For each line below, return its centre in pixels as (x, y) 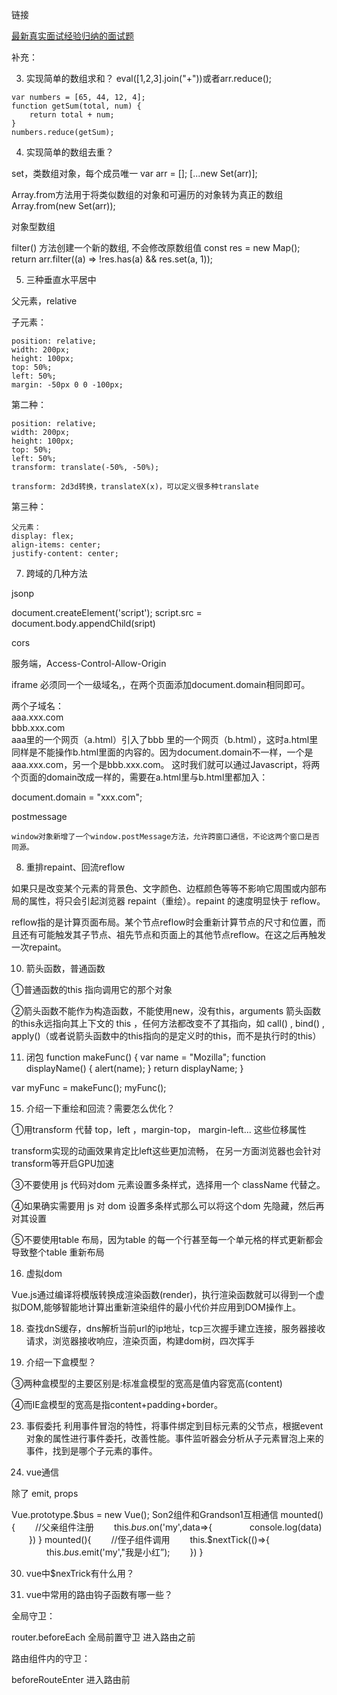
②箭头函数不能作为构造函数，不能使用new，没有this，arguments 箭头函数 (166, 1011)
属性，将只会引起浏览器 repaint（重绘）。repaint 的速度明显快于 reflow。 (177, 901)
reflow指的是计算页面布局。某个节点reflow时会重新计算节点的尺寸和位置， (164, 922)
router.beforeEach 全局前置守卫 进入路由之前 (103, 1637)
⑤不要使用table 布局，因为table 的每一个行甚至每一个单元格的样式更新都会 (167, 1239)
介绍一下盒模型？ (61, 1362)
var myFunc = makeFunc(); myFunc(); (89, 1087)
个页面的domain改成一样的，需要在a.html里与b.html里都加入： (140, 777)
